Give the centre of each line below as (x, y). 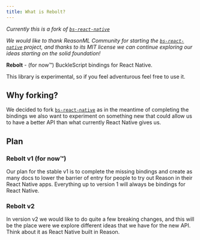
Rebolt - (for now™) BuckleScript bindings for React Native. (80, 65)
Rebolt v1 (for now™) (36, 158)
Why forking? (32, 96)
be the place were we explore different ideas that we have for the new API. (98, 226)
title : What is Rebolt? (36, 12)
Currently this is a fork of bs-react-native (58, 29)
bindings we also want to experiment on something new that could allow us (99, 116)
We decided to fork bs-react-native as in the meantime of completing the (98, 110)
